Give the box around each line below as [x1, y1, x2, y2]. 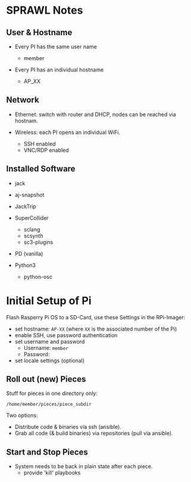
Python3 [14, 262, 36, 269]
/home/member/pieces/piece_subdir [6, 402, 92, 408]
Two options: [6, 412, 38, 419]
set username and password [14, 338, 85, 345]
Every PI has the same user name [14, 43, 97, 50]
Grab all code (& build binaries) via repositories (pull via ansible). [14, 430, 174, 437]
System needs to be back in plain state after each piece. [14, 463, 153, 470]
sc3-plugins [23, 238, 54, 245]
